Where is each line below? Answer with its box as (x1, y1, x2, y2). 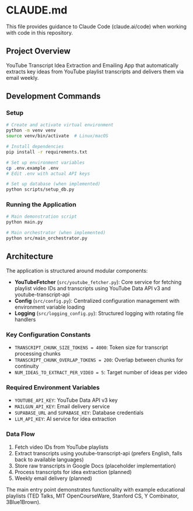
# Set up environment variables (6, 160, 85, 165)
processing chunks (14, 350, 61, 357)
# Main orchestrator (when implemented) (6, 230, 106, 236)
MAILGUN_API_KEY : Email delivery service (14, 403, 110, 410)
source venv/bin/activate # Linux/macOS (6, 133, 109, 139)
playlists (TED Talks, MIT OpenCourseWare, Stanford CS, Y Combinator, (6, 492, 179, 499)
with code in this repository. (6, 29, 73, 36)
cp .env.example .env (6, 165, 59, 171)
